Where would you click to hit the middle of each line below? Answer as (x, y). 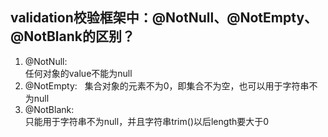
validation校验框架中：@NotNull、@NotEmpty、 (164, 18)
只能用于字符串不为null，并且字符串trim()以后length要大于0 (147, 121)
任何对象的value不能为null (78, 73)
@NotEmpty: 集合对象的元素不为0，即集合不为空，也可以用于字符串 (167, 85)
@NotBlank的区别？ (72, 36)
